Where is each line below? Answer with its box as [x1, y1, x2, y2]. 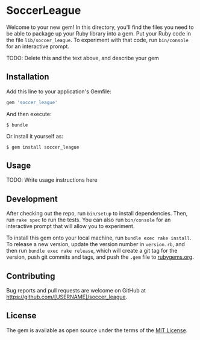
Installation [6, 72, 49, 82]
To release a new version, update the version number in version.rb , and [6, 241, 186, 248]
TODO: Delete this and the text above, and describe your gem [6, 54, 160, 61]
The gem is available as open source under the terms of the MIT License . [6, 326, 188, 334]
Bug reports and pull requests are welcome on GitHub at [6, 287, 146, 294]
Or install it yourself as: [6, 132, 63, 140]
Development [6, 194, 58, 204]
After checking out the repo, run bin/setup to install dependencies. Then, [6, 210, 188, 217]
